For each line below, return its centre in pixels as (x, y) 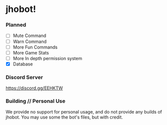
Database (23, 64)
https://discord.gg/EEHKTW (34, 88)
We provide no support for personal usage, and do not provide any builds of (84, 112)
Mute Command (29, 35)
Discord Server (24, 77)
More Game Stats (31, 52)
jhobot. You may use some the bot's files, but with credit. (64, 117)
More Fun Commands (35, 47)
